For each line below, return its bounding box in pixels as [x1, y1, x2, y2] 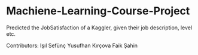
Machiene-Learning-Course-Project [6, 4, 190, 18]
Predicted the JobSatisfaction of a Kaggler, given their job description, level [6, 24, 193, 31]
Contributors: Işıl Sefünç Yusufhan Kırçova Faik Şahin [6, 42, 138, 49]
